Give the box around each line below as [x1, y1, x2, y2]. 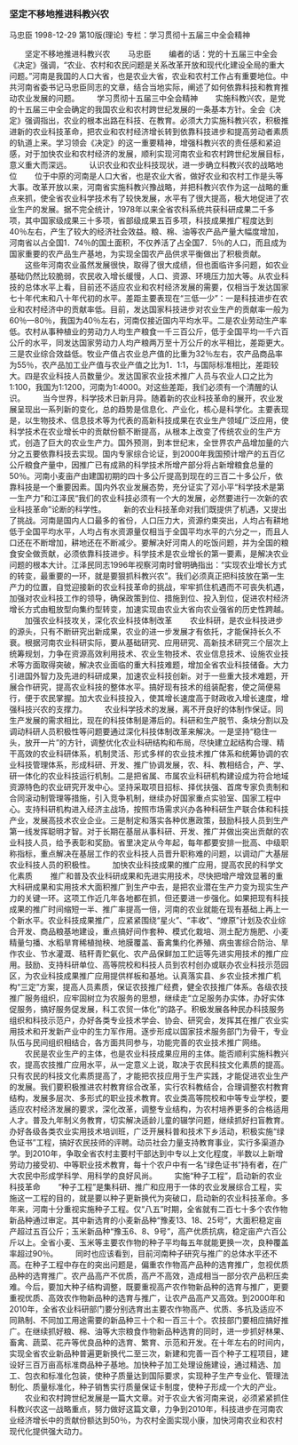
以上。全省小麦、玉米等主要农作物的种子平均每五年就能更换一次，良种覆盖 [16, 1237, 289, 1248]
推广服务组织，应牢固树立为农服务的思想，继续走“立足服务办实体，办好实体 [9, 993, 286, 1003]
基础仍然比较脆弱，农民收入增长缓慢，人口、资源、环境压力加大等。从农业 [9, 271, 281, 282]
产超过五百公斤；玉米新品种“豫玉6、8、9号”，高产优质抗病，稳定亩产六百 [9, 1226, 279, 1237]
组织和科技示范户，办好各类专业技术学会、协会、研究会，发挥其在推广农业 [9, 1015, 281, 1026]
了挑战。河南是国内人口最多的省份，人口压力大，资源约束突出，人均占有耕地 [9, 515, 289, 526]
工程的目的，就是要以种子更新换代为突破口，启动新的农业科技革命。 [32, 1193, 281, 1203]
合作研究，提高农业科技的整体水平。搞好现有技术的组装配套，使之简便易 [16, 682, 281, 692]
